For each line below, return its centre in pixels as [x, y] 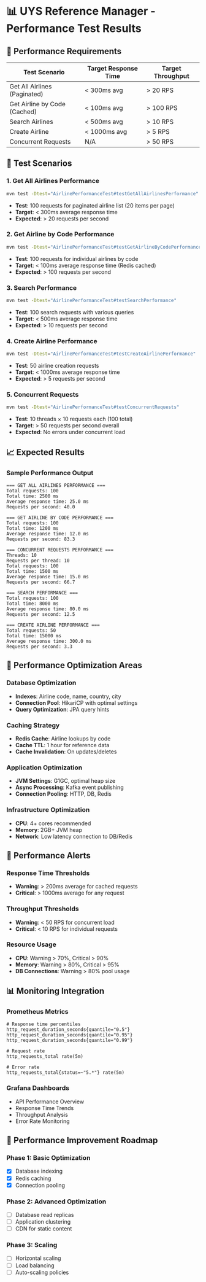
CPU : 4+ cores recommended [53, 823]
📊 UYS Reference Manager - [81, 11]
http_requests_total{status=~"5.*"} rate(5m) [65, 1073]
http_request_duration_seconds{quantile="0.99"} [70, 1041]
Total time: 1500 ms [33, 571]
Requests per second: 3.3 [39, 647]
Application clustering [43, 1222]
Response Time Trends [44, 1108]
